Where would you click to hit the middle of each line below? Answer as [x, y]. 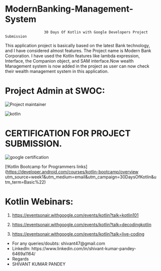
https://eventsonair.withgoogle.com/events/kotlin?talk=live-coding [78, 234]
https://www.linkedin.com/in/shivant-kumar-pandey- [84, 248]
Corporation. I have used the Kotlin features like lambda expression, [73, 56]
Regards [20, 259]
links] [82, 167]
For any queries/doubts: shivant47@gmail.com [59, 243]
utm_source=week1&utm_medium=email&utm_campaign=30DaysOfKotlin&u [81, 177]
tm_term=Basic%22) [25, 182]
